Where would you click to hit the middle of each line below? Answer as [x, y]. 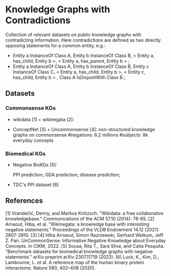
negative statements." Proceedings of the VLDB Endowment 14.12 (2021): [83, 229]
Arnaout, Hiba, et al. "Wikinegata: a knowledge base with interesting [78, 224]
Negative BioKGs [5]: [35, 164]
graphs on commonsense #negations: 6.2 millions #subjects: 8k [80, 135]
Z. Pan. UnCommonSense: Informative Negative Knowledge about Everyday [85, 241]
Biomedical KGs [25, 154]
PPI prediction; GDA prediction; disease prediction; [66, 174]
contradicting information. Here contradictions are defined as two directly [83, 40]
